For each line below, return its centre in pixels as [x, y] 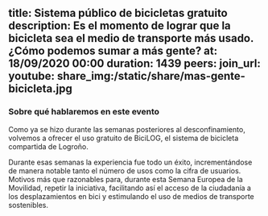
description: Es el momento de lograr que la [120, 26]
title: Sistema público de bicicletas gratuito [118, 13]
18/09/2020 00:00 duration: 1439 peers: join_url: [135, 64]
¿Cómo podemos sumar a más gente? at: [113, 51]
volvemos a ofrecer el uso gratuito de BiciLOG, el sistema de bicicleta [124, 138]
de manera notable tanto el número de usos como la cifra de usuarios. [125, 170]
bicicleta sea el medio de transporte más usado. [131, 38]
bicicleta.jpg [40, 89]
